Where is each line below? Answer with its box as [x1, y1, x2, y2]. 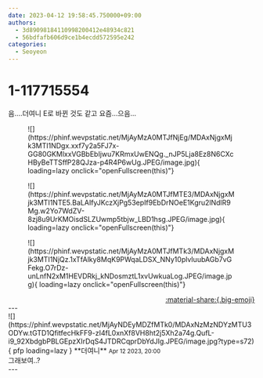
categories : [8, 41, 47, 49]
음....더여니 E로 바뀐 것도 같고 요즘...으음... [8, 108, 137, 118]
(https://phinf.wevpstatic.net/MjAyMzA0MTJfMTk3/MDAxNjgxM [27, 246, 235, 256]
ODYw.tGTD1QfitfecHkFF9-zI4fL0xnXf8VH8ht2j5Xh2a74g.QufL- [8, 328, 215, 337]
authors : [8, 19, 37, 27]
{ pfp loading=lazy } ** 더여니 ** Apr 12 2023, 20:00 [8, 346, 161, 355]
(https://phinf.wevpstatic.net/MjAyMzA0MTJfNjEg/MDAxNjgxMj [27, 133, 232, 142]
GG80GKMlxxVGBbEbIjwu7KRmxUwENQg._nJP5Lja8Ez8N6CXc [27, 149, 234, 158]
